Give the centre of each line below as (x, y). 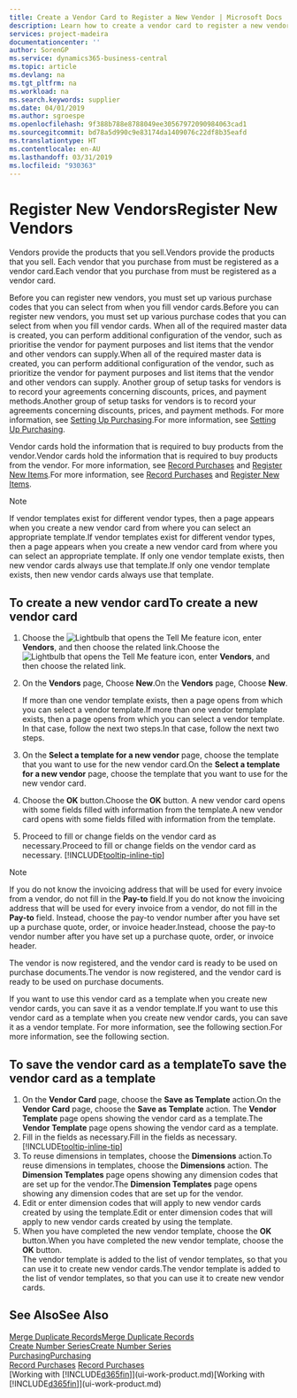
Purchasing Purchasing (50, 1356)
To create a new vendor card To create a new (134, 603)
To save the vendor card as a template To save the (148, 1064)
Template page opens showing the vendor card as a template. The (142, 1118)
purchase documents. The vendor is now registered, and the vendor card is (145, 972)
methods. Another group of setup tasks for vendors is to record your (133, 401)
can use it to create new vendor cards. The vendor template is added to (151, 1268)
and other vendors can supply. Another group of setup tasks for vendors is (145, 382)
